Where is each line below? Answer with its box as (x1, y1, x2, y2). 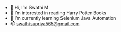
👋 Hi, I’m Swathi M (10, 5, 49, 10)
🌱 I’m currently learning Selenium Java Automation (10, 15, 116, 21)
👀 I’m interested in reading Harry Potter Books (10, 10, 107, 16)
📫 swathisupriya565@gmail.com (10, 21, 80, 27)
